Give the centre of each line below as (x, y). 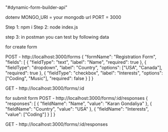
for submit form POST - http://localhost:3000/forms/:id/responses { (77, 98)
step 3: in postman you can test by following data (57, 37)
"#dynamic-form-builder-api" (36, 7)
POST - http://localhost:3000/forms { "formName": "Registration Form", (81, 57)
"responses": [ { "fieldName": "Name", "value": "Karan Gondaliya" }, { (79, 103)
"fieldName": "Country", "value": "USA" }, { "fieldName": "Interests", (77, 109)
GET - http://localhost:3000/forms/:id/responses (57, 124)
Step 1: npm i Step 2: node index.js (42, 27)
